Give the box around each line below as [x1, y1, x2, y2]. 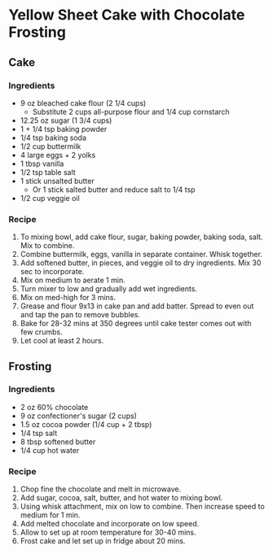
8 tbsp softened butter [20, 437, 96, 447]
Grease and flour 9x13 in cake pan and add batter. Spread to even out [20, 301, 254, 311]
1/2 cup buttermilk [20, 141, 81, 151]
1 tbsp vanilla [20, 159, 64, 168]
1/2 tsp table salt [20, 167, 76, 177]
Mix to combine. [20, 241, 75, 251]
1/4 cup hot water [20, 445, 80, 455]
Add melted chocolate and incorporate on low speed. [20, 519, 200, 529]
